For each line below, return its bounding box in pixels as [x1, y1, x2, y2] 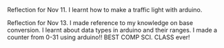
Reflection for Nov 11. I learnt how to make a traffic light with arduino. [7, 6, 203, 14]
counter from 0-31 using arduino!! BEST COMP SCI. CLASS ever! [7, 33, 191, 41]
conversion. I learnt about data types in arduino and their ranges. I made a [7, 26, 218, 34]
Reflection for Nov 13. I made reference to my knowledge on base [7, 19, 194, 26]
